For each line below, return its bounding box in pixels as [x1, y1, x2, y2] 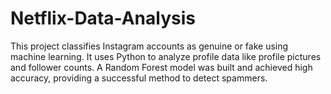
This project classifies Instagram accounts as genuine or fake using [10, 40, 289, 52]
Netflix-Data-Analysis [10, 7, 196, 30]
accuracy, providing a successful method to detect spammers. [10, 72, 268, 84]
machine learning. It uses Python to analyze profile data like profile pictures [10, 50, 322, 62]
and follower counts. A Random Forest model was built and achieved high [10, 61, 313, 73]
